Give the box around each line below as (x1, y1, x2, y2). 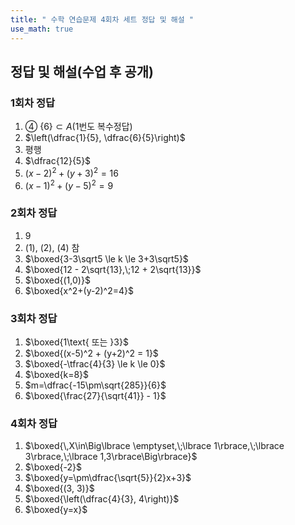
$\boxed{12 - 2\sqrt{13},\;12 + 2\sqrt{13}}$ (24, 263, 202, 275)
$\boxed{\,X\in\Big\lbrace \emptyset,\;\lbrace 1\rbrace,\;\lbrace (24, 440, 285, 452)
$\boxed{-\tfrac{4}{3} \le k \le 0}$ (24, 358, 166, 370)
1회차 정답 (10, 96, 56, 110)
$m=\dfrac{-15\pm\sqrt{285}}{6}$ (24, 379, 167, 391)
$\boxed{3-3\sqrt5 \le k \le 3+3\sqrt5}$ (24, 252, 189, 265)
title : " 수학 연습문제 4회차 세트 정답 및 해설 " (10, 14, 194, 25)
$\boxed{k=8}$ (24, 369, 90, 381)
